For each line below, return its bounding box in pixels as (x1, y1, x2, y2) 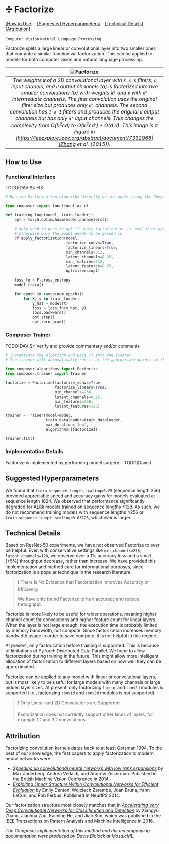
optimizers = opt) (66, 268, 100, 273)
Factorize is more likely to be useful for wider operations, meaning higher (5, 611, 157, 617)
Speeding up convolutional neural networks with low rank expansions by (12, 765, 163, 771)
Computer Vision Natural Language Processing (5, 36, 102, 41)
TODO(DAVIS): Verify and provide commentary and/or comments (5, 343, 140, 349)
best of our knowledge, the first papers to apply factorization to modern (5, 750, 154, 756)
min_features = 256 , (54, 399, 94, 404)
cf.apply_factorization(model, (14, 236, 80, 241)
